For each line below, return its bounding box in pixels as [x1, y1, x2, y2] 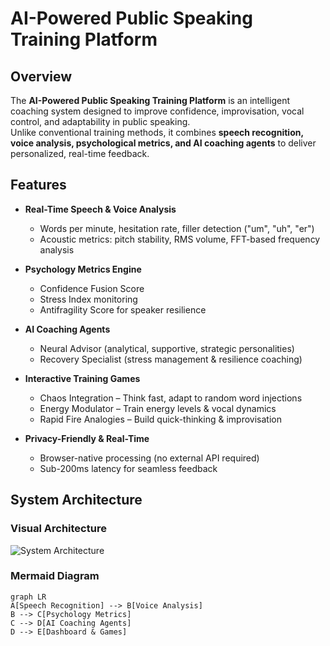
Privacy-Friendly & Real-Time [24, 432, 150, 444]
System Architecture [10, 492, 143, 509]
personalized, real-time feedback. [10, 148, 150, 159]
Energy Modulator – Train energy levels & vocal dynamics [39, 402, 277, 414]
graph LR [10, 592, 47, 602]
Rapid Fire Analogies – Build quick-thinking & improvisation [39, 413, 282, 425]
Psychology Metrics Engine [24, 263, 142, 275]
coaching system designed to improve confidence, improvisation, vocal [10, 105, 305, 117]
